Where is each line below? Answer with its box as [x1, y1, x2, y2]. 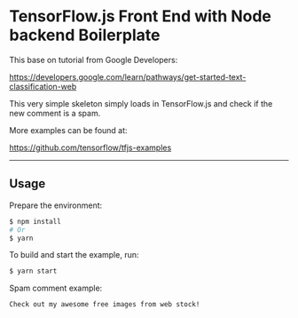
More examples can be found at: [9, 124, 128, 135]
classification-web [9, 81, 77, 91]
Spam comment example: [9, 282, 103, 294]
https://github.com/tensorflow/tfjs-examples [9, 142, 172, 153]
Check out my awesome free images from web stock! [9, 300, 200, 309]
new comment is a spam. [9, 107, 101, 118]
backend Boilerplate [9, 25, 161, 45]
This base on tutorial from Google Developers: [9, 54, 178, 65]
